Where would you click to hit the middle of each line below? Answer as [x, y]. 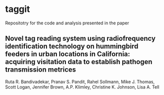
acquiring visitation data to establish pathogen [79, 62]
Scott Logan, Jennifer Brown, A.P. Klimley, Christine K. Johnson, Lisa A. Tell [82, 87]
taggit [18, 9]
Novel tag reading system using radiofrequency [81, 39]
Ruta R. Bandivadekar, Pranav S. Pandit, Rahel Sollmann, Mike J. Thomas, [80, 82]
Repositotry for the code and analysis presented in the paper [67, 23]
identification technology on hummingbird [72, 47]
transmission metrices [41, 70]
